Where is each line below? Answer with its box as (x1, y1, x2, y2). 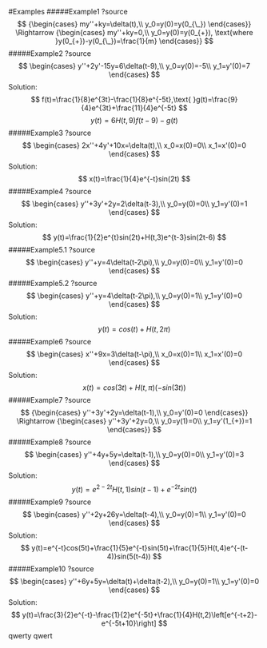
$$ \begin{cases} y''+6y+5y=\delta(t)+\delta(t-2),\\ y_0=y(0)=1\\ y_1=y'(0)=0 (9, 576, 260, 586)
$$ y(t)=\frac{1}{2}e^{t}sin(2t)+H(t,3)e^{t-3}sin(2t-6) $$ (42, 233, 226, 242)
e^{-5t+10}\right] (101, 618, 157, 628)
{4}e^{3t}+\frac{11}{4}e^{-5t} (81, 103, 177, 113)
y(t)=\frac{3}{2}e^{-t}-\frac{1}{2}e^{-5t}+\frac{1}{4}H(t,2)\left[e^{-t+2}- (22, 610, 258, 619)
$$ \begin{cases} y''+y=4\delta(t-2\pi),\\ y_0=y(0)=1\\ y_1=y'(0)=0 (26, 291, 242, 300)
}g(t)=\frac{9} (193, 95, 238, 104)
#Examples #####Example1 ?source (8, 7, 128, 16)
